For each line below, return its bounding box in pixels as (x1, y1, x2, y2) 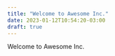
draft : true (7, 23, 42, 30)
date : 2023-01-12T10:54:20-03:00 (7, 17, 106, 24)
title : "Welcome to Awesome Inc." (7, 10, 109, 17)
